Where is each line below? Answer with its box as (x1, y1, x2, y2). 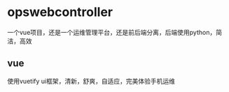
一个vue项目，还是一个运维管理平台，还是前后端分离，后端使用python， (7, 28, 216, 36)
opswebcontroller (7, 4, 113, 20)
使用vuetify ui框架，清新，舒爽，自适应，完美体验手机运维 (7, 77, 175, 85)
